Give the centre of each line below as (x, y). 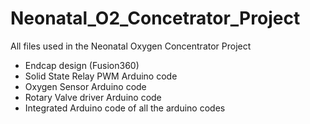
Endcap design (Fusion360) (82, 65)
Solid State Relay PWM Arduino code (101, 76)
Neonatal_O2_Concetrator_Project (155, 18)
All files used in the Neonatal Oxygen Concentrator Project (131, 46)
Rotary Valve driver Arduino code (93, 97)
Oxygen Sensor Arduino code (85, 86)
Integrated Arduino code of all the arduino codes (125, 108)
